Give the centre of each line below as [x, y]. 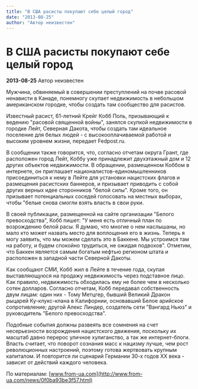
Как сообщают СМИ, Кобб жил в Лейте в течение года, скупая [85, 270]
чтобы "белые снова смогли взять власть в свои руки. [75, 203]
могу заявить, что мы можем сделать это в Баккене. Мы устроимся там [98, 239]
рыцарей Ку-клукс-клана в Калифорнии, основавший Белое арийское [95, 301]
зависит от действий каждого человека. [57, 362]
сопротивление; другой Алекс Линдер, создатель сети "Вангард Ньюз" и [99, 307]
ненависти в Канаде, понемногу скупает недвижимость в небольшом [95, 99]
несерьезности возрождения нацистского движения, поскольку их [91, 331]
